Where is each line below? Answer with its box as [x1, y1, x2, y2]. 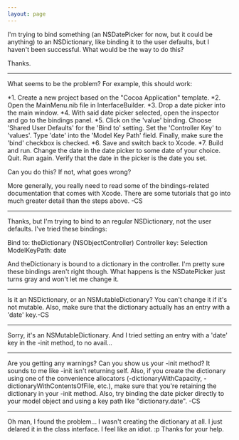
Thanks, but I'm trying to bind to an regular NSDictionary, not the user [7, 216, 212, 225]
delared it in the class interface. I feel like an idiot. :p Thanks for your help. [7, 424, 224, 433]
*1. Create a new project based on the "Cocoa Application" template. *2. [7, 93, 221, 102]
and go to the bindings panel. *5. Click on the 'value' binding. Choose [7, 115, 212, 125]
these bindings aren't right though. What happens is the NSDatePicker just [7, 267, 225, 276]
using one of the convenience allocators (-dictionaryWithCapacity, [7, 374, 203, 382]
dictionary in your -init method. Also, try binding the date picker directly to [7, 389, 225, 397]
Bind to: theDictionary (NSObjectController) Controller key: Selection [7, 238, 208, 246]
